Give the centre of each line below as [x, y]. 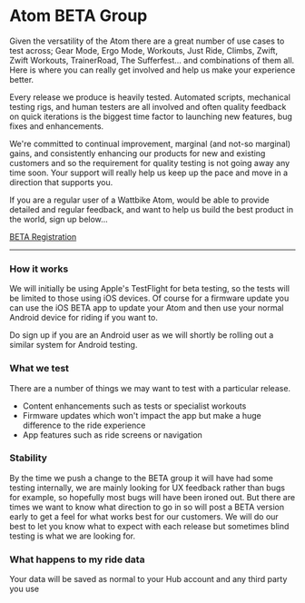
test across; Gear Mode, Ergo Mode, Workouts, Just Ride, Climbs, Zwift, [144, 50]
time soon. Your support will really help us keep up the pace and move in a [149, 173]
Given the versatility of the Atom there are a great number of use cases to [147, 41]
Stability [29, 458]
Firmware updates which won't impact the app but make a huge [142, 415]
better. [22, 79]
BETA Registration [43, 236]
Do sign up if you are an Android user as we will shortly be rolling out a [142, 335]
